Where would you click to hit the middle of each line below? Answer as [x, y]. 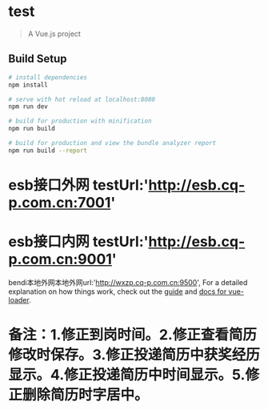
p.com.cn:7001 [60, 202]
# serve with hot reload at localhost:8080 [82, 99]
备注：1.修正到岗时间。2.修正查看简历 [133, 335]
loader [19, 299]
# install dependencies [48, 77]
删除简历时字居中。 [86, 395]
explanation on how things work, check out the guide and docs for [118, 291]
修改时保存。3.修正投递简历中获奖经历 [134, 355]
